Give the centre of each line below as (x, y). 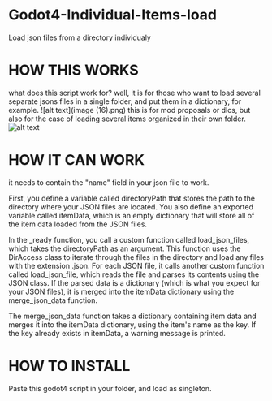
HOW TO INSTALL (69, 366)
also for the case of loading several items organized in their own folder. (127, 119)
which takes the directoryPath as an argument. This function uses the (125, 248)
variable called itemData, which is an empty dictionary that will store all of (132, 215)
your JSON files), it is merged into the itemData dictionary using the (121, 291)
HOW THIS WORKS (74, 70)
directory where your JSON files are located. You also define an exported (131, 207)
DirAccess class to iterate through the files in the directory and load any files (136, 257)
